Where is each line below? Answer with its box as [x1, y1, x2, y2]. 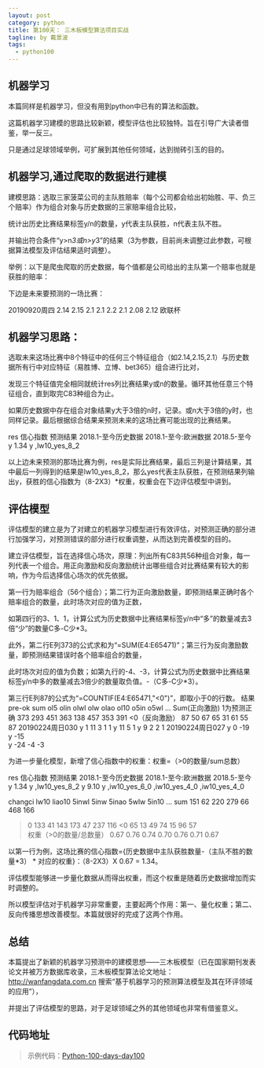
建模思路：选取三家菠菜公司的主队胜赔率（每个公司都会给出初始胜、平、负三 [8, 192, 256, 201]
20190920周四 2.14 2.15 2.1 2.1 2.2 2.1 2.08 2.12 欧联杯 [8, 305, 181, 314]
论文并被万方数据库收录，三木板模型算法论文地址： [8, 967, 174, 977]
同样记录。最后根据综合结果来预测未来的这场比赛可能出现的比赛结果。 [8, 416, 236, 425]
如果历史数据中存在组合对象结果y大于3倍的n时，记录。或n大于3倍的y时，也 [8, 406, 253, 415]
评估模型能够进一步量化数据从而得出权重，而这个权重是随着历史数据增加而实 [8, 873, 256, 883]
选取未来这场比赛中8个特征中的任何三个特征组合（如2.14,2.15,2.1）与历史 [8, 353, 243, 362]
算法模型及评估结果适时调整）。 [14, 245, 115, 255]
